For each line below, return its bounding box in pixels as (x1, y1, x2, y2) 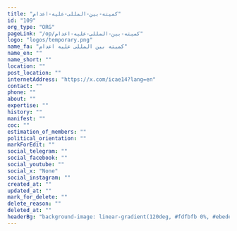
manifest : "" (7, 115, 46, 122)
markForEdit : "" (7, 142, 55, 149)
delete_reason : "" (7, 200, 61, 208)
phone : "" (7, 89, 37, 96)
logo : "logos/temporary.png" (7, 37, 93, 44)
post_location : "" (7, 69, 61, 76)
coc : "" (7, 121, 30, 129)
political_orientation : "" (7, 135, 87, 142)
